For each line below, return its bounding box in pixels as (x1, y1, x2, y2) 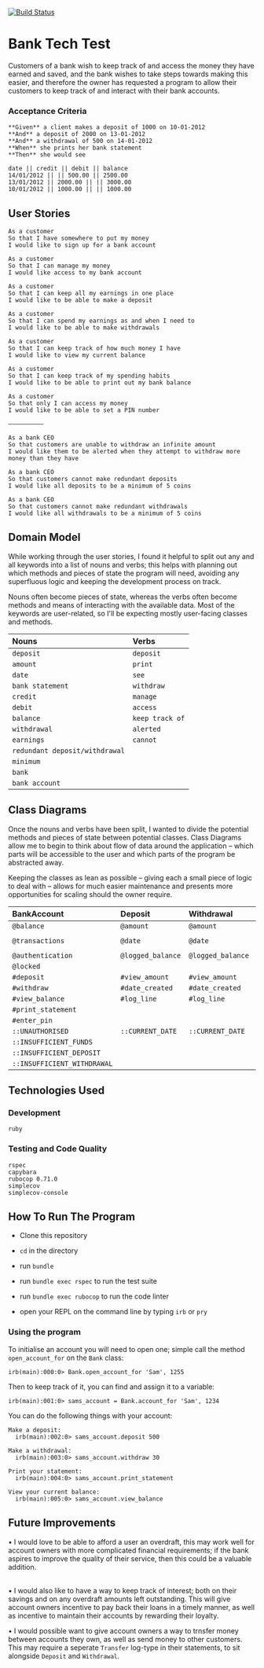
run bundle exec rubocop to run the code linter (19, 1291, 170, 1301)
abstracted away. (8, 858, 64, 867)
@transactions (12, 936, 65, 945)
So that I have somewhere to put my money (8, 234, 149, 243)
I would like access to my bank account (8, 269, 143, 277)
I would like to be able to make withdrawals (8, 324, 159, 332)
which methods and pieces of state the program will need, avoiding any (8, 568, 240, 578)
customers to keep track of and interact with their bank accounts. (8, 86, 220, 95)
